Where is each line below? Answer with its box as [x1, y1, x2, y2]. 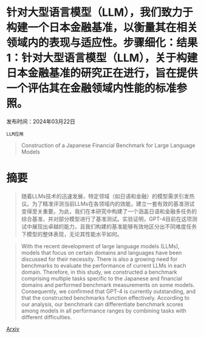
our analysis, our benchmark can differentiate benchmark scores [21, 300, 184, 308]
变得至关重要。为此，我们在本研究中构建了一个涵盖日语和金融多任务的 [21, 208, 197, 215]
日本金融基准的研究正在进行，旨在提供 [6, 66, 199, 80]
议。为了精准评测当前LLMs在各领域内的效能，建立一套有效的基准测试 [21, 200, 195, 207]
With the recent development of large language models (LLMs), [21, 242, 180, 249]
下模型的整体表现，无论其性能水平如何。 [21, 230, 123, 237]
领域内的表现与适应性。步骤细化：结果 [6, 36, 199, 50]
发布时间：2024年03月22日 [6, 118, 76, 125]
